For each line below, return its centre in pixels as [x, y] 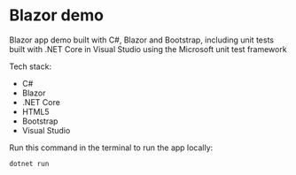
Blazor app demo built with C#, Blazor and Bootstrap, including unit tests [142, 40]
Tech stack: [30, 66]
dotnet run [29, 164]
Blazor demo [57, 15]
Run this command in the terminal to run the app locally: [111, 148]
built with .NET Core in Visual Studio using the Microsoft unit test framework [148, 49]
